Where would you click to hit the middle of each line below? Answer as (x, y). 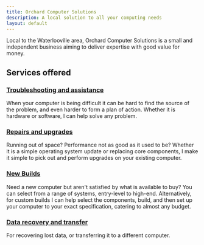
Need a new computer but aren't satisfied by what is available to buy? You (99, 187)
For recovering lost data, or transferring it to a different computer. (88, 235)
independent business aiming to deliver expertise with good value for (93, 47)
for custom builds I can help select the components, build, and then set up (100, 200)
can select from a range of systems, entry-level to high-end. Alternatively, (99, 193)
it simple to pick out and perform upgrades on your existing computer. (94, 158)
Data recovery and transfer (47, 222)
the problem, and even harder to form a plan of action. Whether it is (91, 109)
